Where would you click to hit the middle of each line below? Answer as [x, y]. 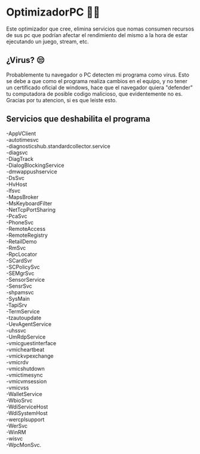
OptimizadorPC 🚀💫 [53, 12]
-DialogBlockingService [35, 165]
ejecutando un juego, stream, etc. [47, 41]
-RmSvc [16, 248]
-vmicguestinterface [31, 343]
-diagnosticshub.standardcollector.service [58, 146]
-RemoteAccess [26, 228]
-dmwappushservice [32, 171]
